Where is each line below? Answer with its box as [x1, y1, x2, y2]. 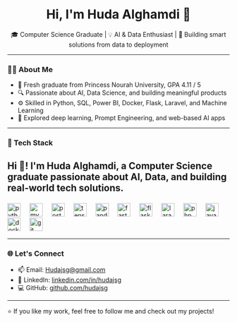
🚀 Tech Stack [7, 138, 54, 148]
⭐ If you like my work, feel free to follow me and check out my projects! [7, 306, 214, 315]
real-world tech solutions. [7, 181, 124, 193]
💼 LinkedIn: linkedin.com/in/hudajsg [17, 275, 122, 284]
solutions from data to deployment [68, 40, 169, 49]
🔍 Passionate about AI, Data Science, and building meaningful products [17, 88, 227, 97]
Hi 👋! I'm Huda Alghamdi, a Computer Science [7, 160, 213, 172]
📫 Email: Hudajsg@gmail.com [17, 265, 106, 274]
